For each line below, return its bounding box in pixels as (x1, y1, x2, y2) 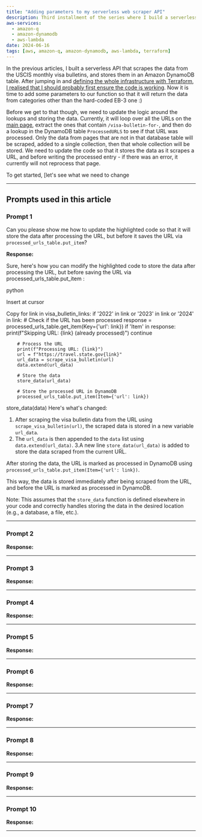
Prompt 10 (6, 804, 37, 813)
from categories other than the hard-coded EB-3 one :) (6, 96, 142, 104)
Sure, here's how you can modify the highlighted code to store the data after (6, 262, 195, 270)
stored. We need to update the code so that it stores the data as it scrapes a (6, 147, 194, 154)
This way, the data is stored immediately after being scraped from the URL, (6, 478, 192, 485)
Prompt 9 (6, 770, 34, 779)
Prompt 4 (6, 598, 34, 607)
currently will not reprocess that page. (6, 159, 101, 166)
